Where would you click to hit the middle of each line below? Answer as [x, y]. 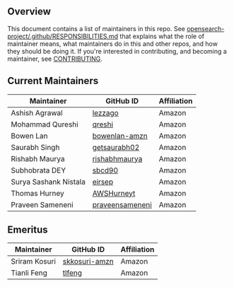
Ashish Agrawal [37, 112]
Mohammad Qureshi [45, 124]
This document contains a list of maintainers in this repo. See [96, 28]
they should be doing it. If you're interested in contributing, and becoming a [117, 51]
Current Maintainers [53, 81]
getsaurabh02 [116, 147]
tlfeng [72, 273]
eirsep [103, 182]
